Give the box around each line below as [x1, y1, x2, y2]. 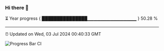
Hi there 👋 [5, 4, 29, 11]
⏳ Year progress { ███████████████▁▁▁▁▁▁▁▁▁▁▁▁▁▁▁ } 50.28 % [5, 15, 158, 21]
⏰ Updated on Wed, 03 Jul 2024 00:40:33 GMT [5, 31, 102, 37]
